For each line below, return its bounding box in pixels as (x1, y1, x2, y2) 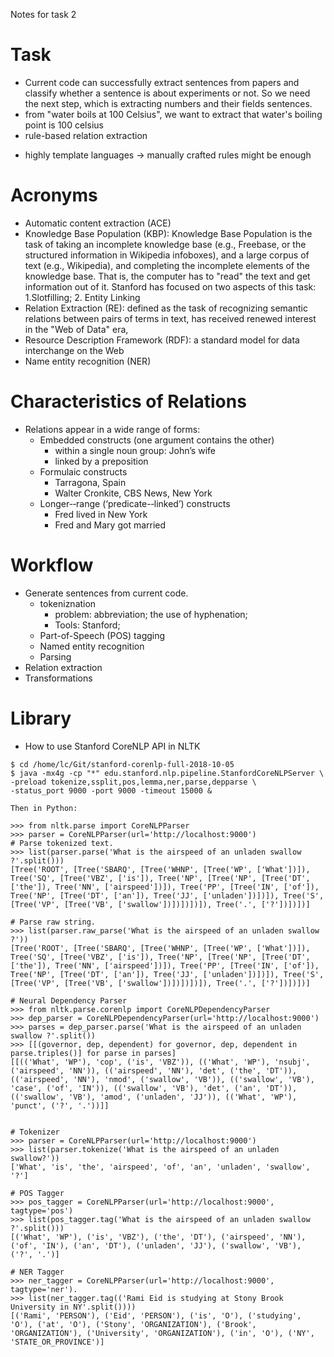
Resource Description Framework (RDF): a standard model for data (24, 334, 300, 346)
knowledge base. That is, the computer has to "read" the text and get (24, 270, 311, 282)
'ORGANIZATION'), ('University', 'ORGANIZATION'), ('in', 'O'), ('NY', (10, 1328, 315, 1338)
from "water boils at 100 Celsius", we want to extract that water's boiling (24, 108, 323, 120)
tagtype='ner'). (10, 1284, 78, 1294)
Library (10, 707, 72, 729)
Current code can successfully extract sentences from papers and (24, 76, 300, 88)
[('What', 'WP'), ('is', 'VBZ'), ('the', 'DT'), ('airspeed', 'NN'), (10, 1232, 307, 1242)
